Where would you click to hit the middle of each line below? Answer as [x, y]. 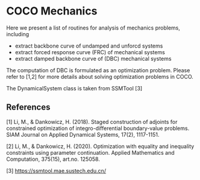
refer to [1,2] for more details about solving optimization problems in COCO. [100, 76]
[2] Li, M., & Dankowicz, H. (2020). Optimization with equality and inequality [100, 146]
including [18, 34]
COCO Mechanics [52, 11]
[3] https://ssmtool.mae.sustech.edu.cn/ [56, 170]
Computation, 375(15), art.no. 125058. [53, 159]
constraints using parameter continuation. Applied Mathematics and [90, 152]
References [28, 107]
